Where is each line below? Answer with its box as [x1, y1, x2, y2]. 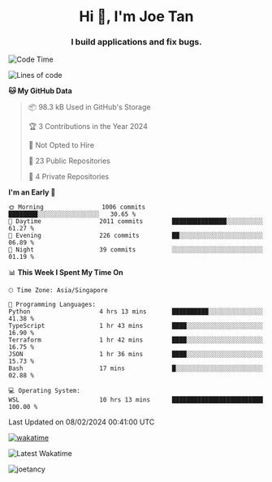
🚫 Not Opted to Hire [28, 140, 95, 150]
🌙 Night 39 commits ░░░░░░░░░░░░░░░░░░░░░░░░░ [8, 246, 264, 254]
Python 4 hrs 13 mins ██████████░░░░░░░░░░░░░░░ [8, 308, 264, 316]
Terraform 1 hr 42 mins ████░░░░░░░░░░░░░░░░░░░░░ [8, 336, 264, 344]
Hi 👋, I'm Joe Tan [79, 7, 194, 26]
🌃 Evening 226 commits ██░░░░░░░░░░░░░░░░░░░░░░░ [8, 231, 264, 240]
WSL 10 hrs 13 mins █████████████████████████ [8, 396, 264, 404]
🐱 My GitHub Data [8, 86, 73, 96]
